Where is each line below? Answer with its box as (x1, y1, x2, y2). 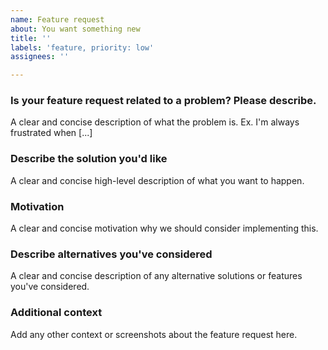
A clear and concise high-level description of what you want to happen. (10, 174, 305, 186)
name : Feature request (10, 14, 105, 25)
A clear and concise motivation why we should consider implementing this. (10, 222, 319, 235)
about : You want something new (10, 24, 141, 34)
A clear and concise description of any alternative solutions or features (10, 270, 303, 282)
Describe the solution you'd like (10, 152, 168, 166)
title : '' (10, 33, 52, 43)
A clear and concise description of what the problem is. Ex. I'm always (10, 116, 300, 128)
